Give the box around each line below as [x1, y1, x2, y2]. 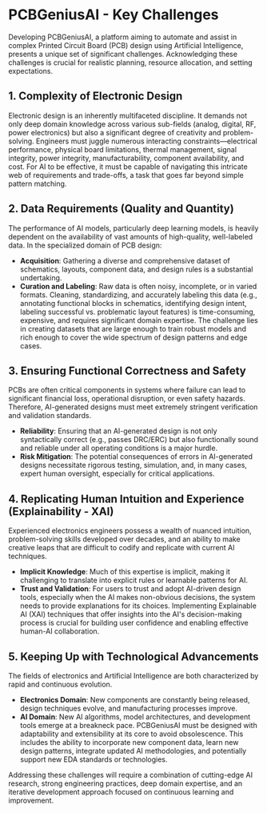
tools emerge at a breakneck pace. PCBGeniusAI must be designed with [19, 721, 257, 730]
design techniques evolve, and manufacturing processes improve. [19, 703, 238, 713]
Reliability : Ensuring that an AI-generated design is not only [19, 426, 217, 436]
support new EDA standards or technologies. [19, 755, 168, 764]
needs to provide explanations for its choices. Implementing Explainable [19, 601, 257, 610]
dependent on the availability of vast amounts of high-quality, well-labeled [8, 231, 253, 241]
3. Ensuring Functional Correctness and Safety [8, 364, 246, 377]
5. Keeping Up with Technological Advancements [8, 650, 259, 663]
